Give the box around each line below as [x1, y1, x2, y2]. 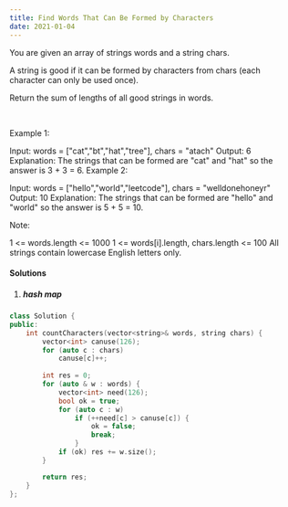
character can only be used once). [9, 74, 139, 85]
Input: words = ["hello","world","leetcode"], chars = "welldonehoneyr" [9, 182, 271, 193]
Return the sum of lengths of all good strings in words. [9, 92, 214, 103]
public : [9, 320, 39, 329]
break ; [90, 430, 117, 439]
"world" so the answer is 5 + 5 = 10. [9, 202, 144, 213]
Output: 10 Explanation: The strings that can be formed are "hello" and [9, 192, 273, 203]
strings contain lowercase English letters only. [9, 247, 182, 258]
